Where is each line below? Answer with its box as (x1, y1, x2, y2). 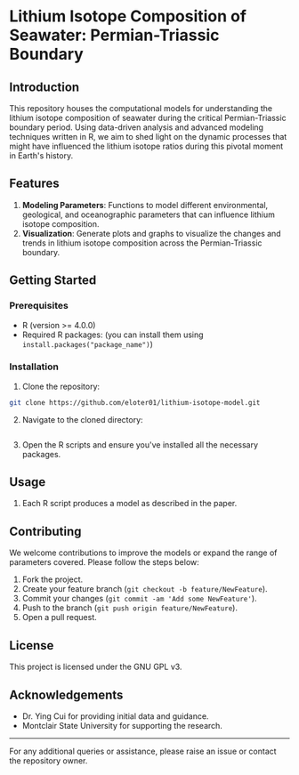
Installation (9, 360, 60, 373)
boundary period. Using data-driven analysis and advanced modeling (9, 122, 264, 133)
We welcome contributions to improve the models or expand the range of (9, 547, 278, 558)
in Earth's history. (9, 150, 74, 161)
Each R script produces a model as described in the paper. (21, 498, 238, 509)
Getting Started (9, 273, 97, 288)
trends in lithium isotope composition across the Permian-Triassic (21, 238, 263, 248)
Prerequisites (9, 300, 69, 312)
